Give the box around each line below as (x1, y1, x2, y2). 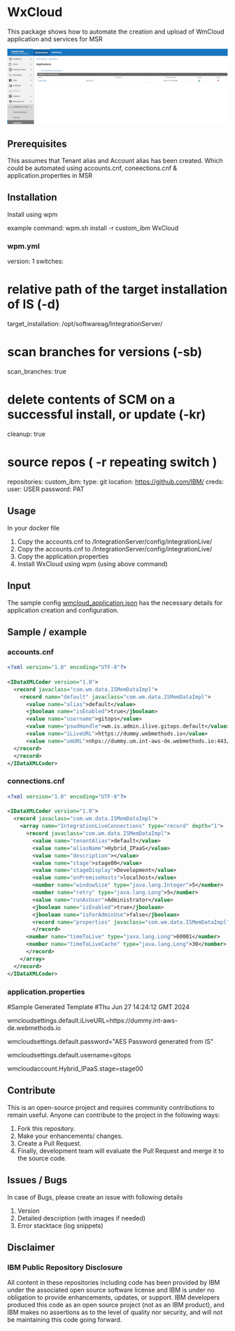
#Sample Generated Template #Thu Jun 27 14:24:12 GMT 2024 (7, 1002, 190, 1011)
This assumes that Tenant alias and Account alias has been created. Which (7, 157, 224, 165)
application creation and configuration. (7, 606, 119, 614)
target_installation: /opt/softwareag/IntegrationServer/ (7, 320, 163, 328)
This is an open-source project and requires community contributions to (7, 1103, 215, 1111)
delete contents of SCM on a (7, 392, 176, 408)
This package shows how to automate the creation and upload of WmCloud (7, 27, 225, 36)
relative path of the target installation (7, 281, 228, 297)
